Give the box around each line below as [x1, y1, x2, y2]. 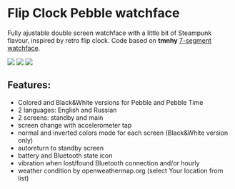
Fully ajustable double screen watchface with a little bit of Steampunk [7, 29, 212, 37]
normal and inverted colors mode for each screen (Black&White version [17, 128, 229, 137]
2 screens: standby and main [17, 113, 104, 122]
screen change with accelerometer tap [17, 121, 132, 129]
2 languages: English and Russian [17, 106, 117, 114]
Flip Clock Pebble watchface [7, 5, 180, 21]
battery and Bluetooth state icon [17, 151, 113, 160]
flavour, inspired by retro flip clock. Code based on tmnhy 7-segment [7, 36, 212, 44]
